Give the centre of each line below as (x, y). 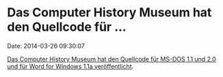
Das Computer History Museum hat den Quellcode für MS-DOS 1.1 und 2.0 (112, 59)
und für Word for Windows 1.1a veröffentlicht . (70, 66)
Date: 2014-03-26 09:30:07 (46, 46)
